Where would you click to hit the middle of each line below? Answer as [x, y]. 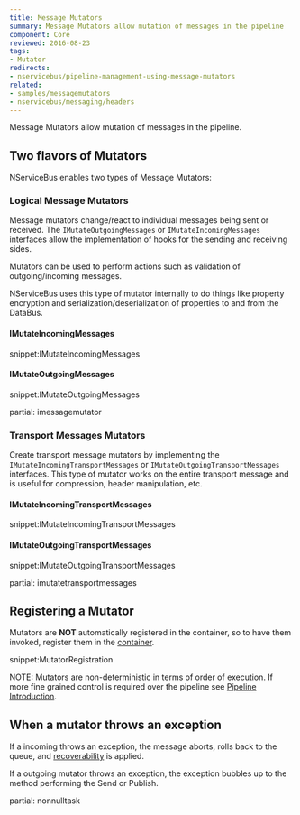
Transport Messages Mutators [77, 435]
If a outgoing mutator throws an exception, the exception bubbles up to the [148, 773]
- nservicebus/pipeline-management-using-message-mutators [123, 77]
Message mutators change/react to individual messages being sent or [139, 220]
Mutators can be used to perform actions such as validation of [125, 266]
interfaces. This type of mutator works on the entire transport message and [150, 474]
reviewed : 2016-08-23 [50, 43]
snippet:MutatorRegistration [61, 660]
